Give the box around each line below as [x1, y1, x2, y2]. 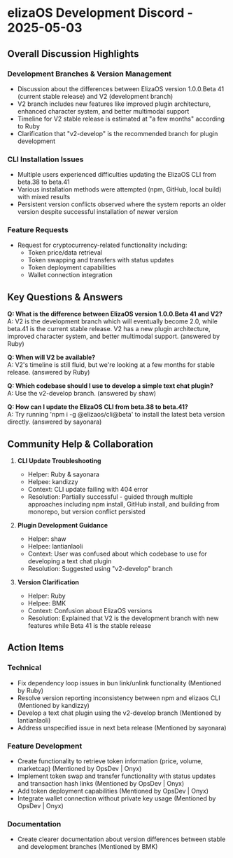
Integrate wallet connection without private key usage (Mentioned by [17, 794, 216, 803]
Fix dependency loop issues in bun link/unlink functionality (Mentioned [17, 678, 222, 687]
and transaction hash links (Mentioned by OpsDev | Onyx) [17, 779, 185, 788]
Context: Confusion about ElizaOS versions [27, 607, 153, 615]
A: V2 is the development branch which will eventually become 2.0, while [7, 317, 218, 326]
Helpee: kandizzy [27, 478, 78, 486]
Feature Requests [7, 225, 69, 235]
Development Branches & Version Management [7, 69, 172, 79]
